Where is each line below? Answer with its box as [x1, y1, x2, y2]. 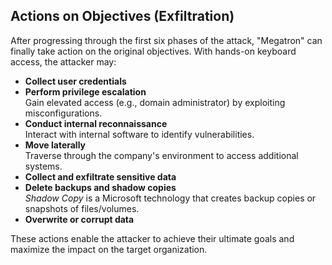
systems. [24, 160, 63, 172]
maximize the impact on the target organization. [10, 243, 208, 255]
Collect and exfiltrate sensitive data [24, 170, 177, 183]
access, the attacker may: [10, 55, 117, 68]
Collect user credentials [24, 75, 127, 87]
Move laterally [24, 139, 87, 151]
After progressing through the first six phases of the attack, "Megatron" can [10, 34, 323, 46]
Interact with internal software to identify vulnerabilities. [24, 128, 255, 140]
